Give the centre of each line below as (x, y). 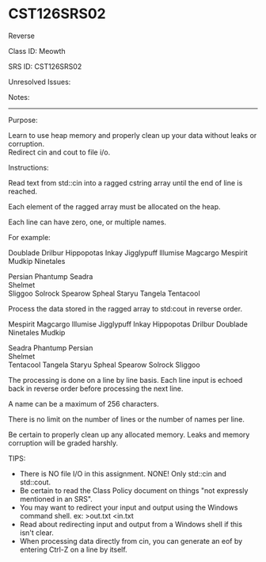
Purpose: (23, 120)
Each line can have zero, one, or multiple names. (87, 222)
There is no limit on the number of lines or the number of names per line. (127, 419)
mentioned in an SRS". (56, 499)
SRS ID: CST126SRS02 (45, 66)
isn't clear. (36, 533)
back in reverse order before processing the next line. (96, 388)
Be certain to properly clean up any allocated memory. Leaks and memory (129, 434)
